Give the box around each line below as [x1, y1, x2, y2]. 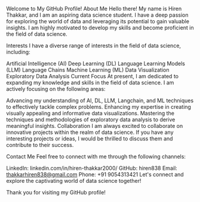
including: [6, 48, 31, 56]
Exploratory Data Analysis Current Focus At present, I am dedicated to [6, 73, 179, 79]
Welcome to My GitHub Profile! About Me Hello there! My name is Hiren [6, 5, 182, 12]
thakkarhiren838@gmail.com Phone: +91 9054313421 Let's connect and [6, 171, 184, 178]
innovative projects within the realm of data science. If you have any [6, 128, 174, 136]
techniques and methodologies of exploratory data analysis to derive [6, 116, 176, 123]
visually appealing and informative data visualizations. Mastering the [6, 110, 175, 117]
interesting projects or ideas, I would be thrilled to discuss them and [6, 135, 173, 142]
